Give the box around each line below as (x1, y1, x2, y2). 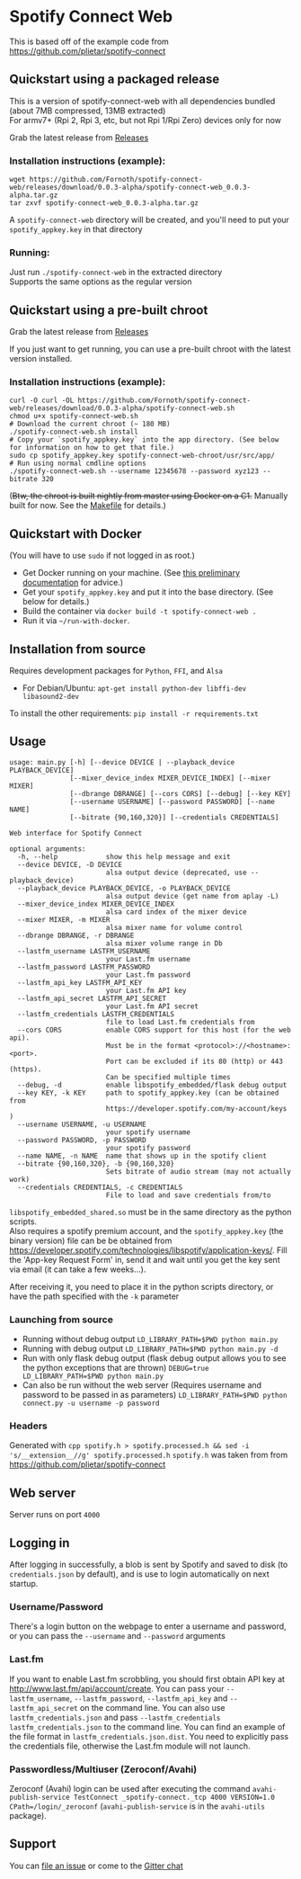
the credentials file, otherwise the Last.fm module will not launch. (9, 1740, 251, 1751)
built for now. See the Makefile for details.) (9, 500, 166, 511)
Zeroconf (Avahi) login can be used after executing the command (9, 1784, 251, 1794)
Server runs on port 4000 (9, 1509, 101, 1520)
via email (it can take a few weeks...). (9, 1264, 146, 1275)
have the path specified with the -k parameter (9, 1291, 180, 1302)
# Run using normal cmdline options (9, 459, 146, 469)
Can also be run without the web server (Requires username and (22, 1380, 262, 1391)
